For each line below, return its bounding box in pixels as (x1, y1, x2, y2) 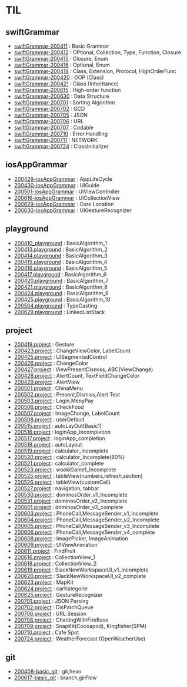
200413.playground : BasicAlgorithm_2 (14, 246, 108, 253)
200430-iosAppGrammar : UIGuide (14, 181, 100, 189)
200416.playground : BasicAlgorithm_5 (14, 265, 108, 272)
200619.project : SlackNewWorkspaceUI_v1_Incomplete (14, 566, 149, 573)
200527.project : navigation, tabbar (14, 485, 99, 492)
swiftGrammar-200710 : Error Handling (14, 130, 108, 137)
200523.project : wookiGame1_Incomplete (14, 466, 116, 473)
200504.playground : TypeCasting (14, 302, 98, 309)
